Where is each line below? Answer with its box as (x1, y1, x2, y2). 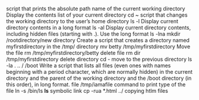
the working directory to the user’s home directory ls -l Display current (6, 18, 179, 24)
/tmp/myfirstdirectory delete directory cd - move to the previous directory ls (6, 56, 192, 62)
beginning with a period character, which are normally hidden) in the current (6, 68, 193, 75)
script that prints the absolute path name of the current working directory (6, 5, 185, 12)
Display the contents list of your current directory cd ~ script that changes (6, 11, 188, 18)
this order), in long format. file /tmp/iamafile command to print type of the (6, 81, 186, 88)
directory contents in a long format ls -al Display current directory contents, (6, 24, 191, 31)
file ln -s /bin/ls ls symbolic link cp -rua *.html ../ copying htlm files (6, 87, 168, 94)
